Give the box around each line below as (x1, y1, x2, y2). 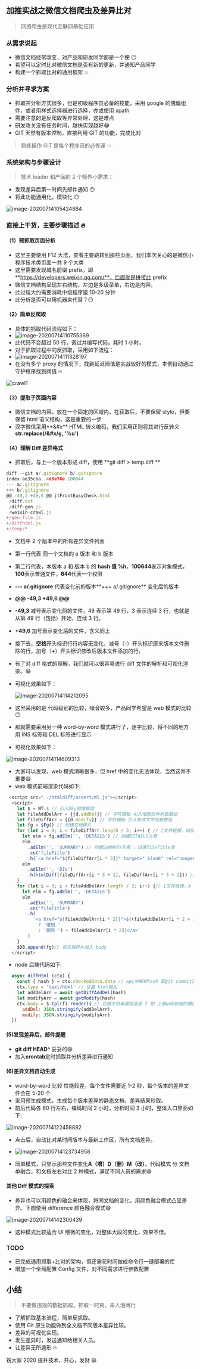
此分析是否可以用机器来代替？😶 (14, 296, 94, 303)
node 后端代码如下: (14, 961, 62, 968)
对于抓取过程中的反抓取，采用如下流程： (14, 346, 114, 353)
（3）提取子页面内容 (6, 394, 57, 401)
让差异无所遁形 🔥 (14, 1344, 58, 1351)
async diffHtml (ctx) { (11, 973, 70, 979)
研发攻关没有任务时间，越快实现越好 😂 (14, 122, 110, 129)
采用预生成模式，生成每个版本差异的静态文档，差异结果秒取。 (14, 1097, 167, 1104)
